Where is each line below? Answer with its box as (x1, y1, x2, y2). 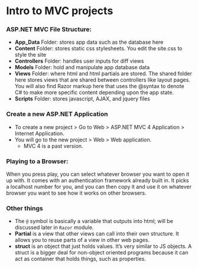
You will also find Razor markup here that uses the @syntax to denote (14, 83, 184, 90)
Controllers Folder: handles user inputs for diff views (14, 57, 144, 64)
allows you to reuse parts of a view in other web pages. (14, 237, 150, 244)
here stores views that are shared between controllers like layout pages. (14, 76, 190, 83)
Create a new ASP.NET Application (6, 110, 108, 118)
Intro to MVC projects (6, 4, 113, 18)
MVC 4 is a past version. (23, 142, 84, 149)
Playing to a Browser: (6, 157, 69, 165)
